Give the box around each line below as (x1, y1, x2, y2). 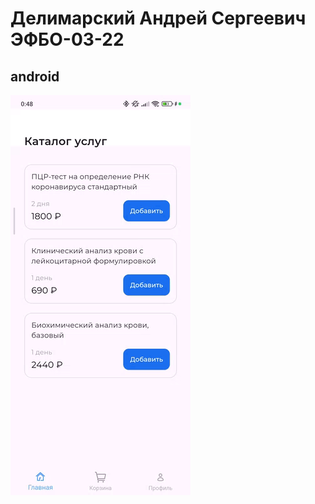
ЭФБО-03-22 (10, 28, 125, 51)
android (10, 68, 60, 85)
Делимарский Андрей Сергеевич (10, 7, 307, 30)
